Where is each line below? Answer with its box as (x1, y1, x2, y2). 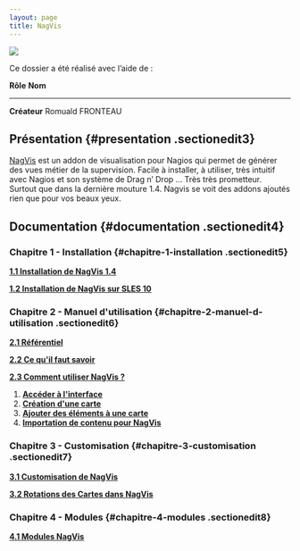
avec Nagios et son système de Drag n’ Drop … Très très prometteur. (9, 174, 262, 185)
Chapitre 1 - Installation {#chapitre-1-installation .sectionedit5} (9, 246, 288, 258)
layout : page (9, 13, 58, 22)
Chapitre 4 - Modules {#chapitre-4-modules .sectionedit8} (9, 511, 271, 523)
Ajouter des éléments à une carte (21, 408, 149, 419)
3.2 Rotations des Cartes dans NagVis (9, 488, 154, 499)
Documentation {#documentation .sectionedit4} (9, 219, 285, 234)
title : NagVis (9, 21, 62, 30)
